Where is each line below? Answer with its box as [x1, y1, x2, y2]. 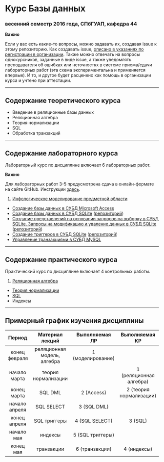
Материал [38, 331, 63, 338]
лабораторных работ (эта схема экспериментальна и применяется [5, 67, 145, 73]
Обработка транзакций [12, 130, 61, 136]
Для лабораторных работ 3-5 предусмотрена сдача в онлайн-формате [5, 181, 154, 187]
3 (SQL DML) [79, 403, 109, 410]
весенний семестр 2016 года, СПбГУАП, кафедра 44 [5, 21, 138, 27]
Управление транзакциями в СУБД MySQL [12, 236, 102, 243]
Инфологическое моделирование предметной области [12, 196, 128, 202]
